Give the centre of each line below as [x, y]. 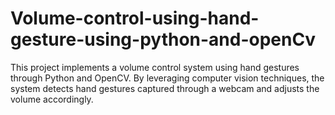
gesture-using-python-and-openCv [163, 39]
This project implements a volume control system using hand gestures [155, 67]
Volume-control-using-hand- [135, 18]
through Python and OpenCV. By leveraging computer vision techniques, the [167, 78]
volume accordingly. [52, 99]
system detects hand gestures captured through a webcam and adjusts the [165, 88]
